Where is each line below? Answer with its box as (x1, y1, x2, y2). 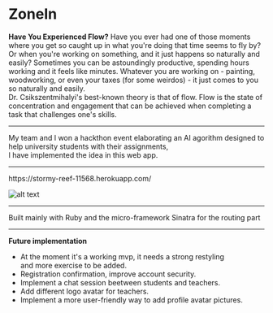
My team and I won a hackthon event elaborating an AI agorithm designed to (8, 133, 265, 142)
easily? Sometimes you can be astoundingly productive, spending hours (8, 58, 250, 67)
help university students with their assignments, (8, 141, 169, 151)
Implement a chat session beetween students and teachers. (19, 277, 221, 287)
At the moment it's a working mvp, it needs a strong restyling (19, 251, 225, 261)
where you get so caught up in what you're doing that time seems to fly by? (8, 40, 262, 50)
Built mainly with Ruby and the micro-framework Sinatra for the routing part (8, 212, 261, 222)
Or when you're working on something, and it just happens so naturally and (8, 49, 260, 59)
